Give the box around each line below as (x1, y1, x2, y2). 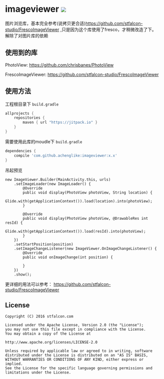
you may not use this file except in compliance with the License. (5, 327, 146, 332)
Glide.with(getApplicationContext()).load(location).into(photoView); (5, 199, 153, 204)
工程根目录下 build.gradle (5, 101, 59, 107)
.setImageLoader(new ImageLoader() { (14, 181, 91, 186)
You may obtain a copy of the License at (5, 331, 91, 336)
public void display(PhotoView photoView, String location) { (23, 190, 153, 195)
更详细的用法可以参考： (5, 281, 53, 287)
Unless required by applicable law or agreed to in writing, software (5, 348, 153, 353)
